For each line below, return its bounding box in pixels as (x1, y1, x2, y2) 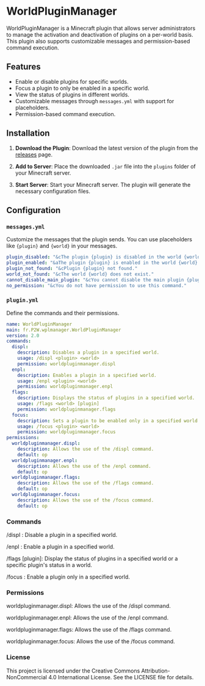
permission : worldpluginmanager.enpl (17, 384, 113, 390)
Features (6, 62, 41, 72)
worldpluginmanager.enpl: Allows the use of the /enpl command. (6, 614, 169, 621)
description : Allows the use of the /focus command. (17, 497, 154, 503)
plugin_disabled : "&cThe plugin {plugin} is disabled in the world (6, 254, 182, 260)
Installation (6, 128, 50, 139)
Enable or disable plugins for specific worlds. (15, 78, 129, 85)
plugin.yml (6, 297, 38, 304)
